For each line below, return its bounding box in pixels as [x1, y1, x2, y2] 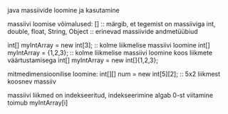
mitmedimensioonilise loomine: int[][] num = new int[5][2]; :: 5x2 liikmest [7, 70, 221, 78]
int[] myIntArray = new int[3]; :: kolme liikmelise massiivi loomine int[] [7, 41, 210, 49]
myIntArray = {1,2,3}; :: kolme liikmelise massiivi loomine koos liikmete [7, 49, 212, 57]
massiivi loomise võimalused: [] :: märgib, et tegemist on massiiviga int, [7, 20, 216, 28]
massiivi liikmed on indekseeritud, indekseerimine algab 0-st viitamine [7, 91, 214, 99]
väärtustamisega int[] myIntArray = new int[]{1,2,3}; [7, 56, 159, 64]
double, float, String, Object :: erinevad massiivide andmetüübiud [7, 28, 198, 35]
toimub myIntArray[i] [7, 98, 68, 107]
